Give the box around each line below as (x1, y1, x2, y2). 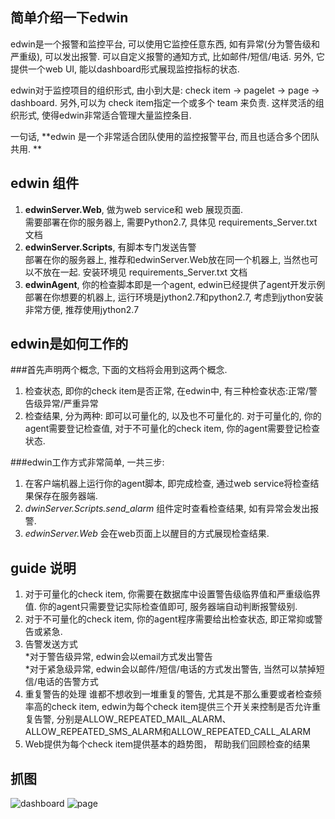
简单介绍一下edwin (10, 9, 129, 27)
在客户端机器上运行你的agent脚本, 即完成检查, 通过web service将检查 (24, 478, 311, 490)
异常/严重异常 (42, 398, 99, 410)
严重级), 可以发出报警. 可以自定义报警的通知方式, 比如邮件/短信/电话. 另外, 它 (10, 50, 326, 62)
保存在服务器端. (33, 490, 98, 502)
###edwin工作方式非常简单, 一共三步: (10, 456, 165, 468)
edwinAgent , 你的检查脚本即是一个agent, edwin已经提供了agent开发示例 (24, 278, 326, 290)
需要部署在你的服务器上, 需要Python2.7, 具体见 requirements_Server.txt (24, 216, 318, 228)
